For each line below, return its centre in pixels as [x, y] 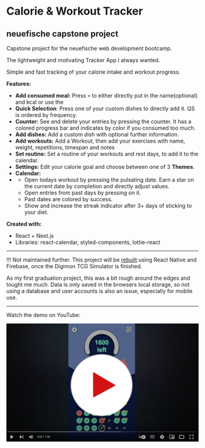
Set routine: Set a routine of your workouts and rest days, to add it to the [107, 154]
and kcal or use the [39, 102]
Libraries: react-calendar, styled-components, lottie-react [88, 242]
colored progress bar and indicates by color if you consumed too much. [105, 128]
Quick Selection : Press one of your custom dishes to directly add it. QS [105, 108]
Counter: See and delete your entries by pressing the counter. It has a [103, 121]
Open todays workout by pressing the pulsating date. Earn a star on [109, 180]
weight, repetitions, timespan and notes [65, 147]
